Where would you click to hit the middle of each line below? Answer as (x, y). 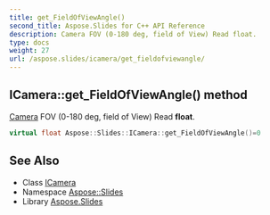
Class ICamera (49, 182)
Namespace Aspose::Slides (73, 192)
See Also (34, 161)
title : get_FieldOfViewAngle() (67, 17)
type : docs (29, 42)
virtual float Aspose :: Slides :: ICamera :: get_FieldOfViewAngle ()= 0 (135, 133)
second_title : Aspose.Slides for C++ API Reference (107, 26)
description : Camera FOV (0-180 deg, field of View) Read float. (133, 34)
